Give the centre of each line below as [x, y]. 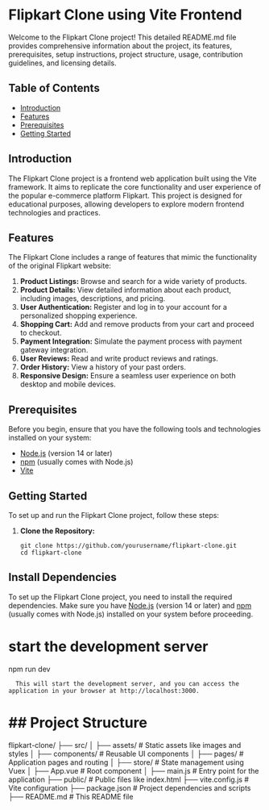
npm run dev [29, 669]
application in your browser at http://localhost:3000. [104, 691]
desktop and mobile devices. [68, 384]
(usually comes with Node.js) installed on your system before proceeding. [131, 614]
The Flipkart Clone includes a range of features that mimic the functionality [133, 257]
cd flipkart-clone [51, 553]
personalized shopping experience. [79, 315]
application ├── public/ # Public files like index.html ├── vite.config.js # [129, 779]
